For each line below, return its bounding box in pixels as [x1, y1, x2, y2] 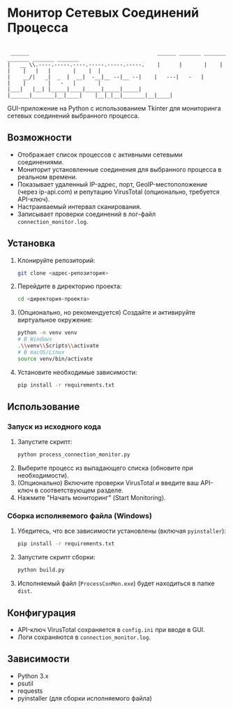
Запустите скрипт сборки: [17, 553, 96, 561]
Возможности [7, 131, 72, 144]
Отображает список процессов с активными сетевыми [17, 150, 183, 159]
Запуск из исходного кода [7, 422, 102, 431]
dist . [17, 587, 33, 595]
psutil [17, 679, 33, 687]
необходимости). [17, 471, 69, 480]
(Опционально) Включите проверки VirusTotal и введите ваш [17, 479, 200, 487]
